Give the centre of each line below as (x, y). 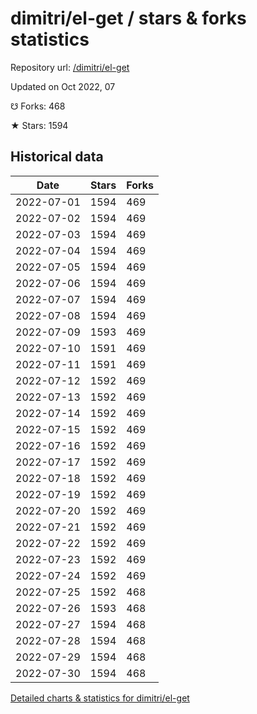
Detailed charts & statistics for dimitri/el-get (100, 698)
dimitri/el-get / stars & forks (128, 18)
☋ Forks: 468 (38, 106)
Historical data (57, 157)
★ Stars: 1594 (39, 125)
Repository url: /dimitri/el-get (70, 67)
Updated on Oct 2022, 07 (63, 86)
